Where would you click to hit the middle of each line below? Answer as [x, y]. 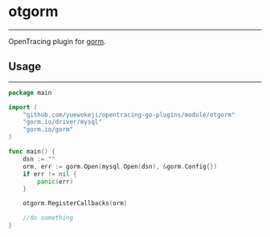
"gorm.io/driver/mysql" [63, 122]
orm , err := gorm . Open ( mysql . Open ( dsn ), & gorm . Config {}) [120, 166]
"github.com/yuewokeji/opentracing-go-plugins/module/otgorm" [129, 115]
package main [30, 92]
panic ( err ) [55, 182]
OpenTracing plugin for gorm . [57, 41]
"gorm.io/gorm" [48, 130]
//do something [48, 218]
